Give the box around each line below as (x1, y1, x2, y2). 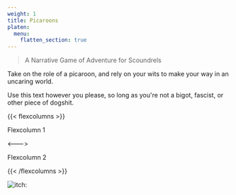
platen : (7, 23, 30, 30)
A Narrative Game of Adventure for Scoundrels (24, 56, 162, 64)
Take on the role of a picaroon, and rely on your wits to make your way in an (7, 70, 229, 78)
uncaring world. (7, 77, 54, 85)
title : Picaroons (7, 17, 59, 24)
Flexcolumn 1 (7, 126, 46, 134)
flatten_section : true (20, 37, 87, 44)
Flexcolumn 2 (7, 153, 47, 162)
